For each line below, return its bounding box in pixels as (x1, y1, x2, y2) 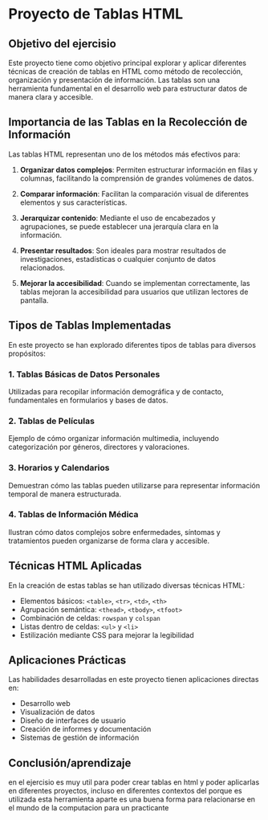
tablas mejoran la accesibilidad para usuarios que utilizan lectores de (19, 287, 249, 296)
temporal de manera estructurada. (8, 489, 122, 499)
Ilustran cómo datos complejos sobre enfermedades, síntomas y (8, 527, 221, 536)
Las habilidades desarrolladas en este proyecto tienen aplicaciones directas (8, 675, 259, 684)
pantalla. (19, 295, 49, 305)
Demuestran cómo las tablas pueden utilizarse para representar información (8, 480, 261, 490)
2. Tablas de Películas (8, 415, 95, 426)
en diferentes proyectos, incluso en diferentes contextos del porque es (8, 786, 242, 796)
